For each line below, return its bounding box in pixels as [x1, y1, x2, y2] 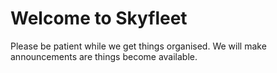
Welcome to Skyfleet [10, 7, 188, 30]
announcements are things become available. [10, 50, 198, 62]
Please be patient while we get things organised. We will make [10, 40, 267, 52]
